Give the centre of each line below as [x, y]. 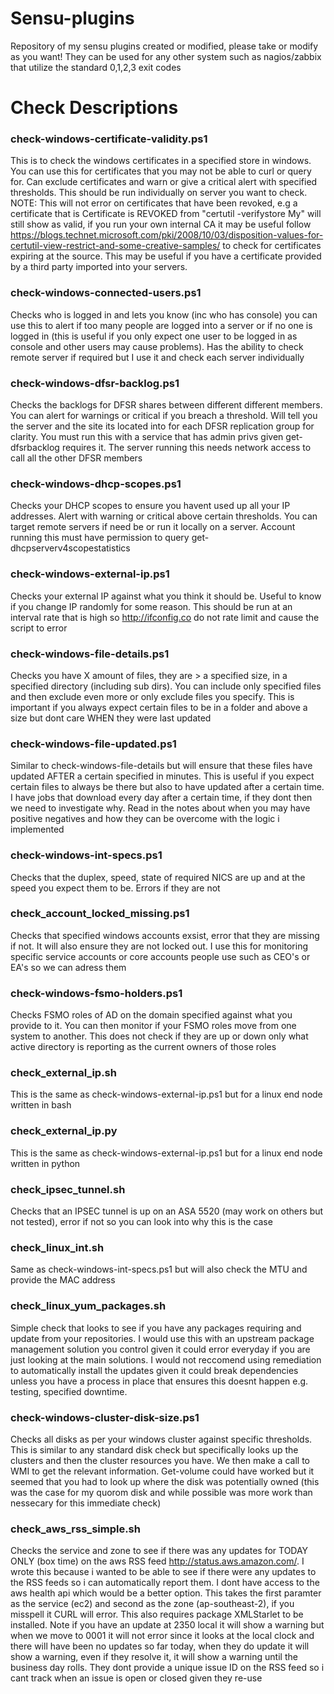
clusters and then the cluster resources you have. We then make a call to [160, 1460]
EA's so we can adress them [68, 967]
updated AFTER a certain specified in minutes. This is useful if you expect [162, 776]
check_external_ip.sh [63, 1073]
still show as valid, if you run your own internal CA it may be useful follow [161, 224]
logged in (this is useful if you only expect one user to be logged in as [154, 336]
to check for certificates [272, 246]
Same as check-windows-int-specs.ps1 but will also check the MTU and [159, 1269]
